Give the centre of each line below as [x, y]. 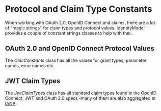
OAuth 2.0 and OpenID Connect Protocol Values [80, 48]
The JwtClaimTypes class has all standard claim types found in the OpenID [81, 93]
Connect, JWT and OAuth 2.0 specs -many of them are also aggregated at [80, 98]
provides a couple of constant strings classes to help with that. [69, 33]
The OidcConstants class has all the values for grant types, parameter [76, 60]
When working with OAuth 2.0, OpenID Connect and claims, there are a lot [80, 23]
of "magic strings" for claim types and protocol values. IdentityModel [75, 28]
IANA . [11, 103]
